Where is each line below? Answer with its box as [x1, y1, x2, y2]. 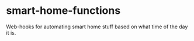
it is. [6, 29, 16, 36]
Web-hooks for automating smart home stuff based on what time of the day [6, 23, 188, 30]
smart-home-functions [6, 4, 121, 17]
